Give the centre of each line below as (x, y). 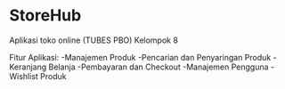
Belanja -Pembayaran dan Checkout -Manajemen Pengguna (159, 67)
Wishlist (24, 76)
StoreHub (45, 16)
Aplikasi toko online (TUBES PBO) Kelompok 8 (94, 40)
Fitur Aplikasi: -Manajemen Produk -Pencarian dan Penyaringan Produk (140, 57)
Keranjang (28, 67)
